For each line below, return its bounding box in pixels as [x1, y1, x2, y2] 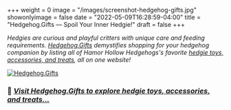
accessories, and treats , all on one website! [7, 56, 131, 64]
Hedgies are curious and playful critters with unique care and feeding [7, 34, 205, 42]
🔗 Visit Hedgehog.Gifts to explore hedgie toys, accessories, [7, 86, 210, 96]
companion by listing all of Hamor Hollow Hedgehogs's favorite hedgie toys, [7, 48, 224, 56]
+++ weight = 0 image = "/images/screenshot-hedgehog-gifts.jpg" [7, 6, 197, 14]
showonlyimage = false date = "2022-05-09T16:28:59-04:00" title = [7, 13, 201, 21]
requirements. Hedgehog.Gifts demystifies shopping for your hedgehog [7, 41, 210, 49]
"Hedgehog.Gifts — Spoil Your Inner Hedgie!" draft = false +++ [7, 21, 186, 28]
